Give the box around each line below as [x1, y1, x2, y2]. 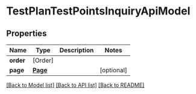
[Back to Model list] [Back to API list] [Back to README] [6, 81, 145, 89]
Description [59, 46, 94, 54]
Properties [6, 28, 47, 39]
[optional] [99, 66, 128, 74]
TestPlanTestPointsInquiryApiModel [6, 4, 191, 18]
